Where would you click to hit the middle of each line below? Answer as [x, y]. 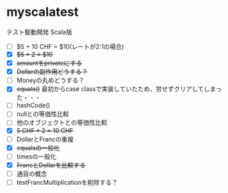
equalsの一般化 [38, 148]
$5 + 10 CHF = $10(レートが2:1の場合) [70, 46]
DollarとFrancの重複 [45, 139]
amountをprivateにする [49, 63]
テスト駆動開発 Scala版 [40, 32]
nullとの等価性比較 [43, 114]
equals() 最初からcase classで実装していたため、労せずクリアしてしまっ [119, 89]
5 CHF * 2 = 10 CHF [45, 130]
